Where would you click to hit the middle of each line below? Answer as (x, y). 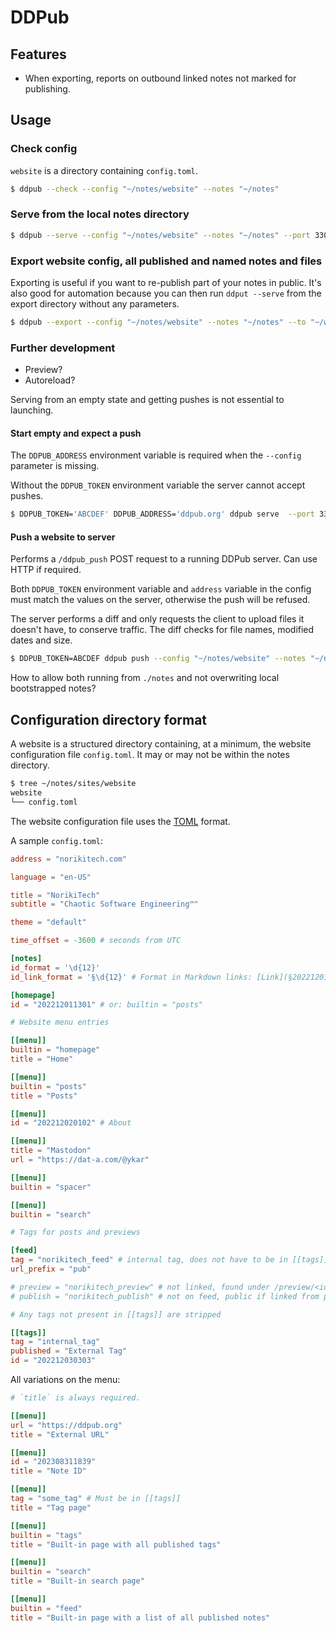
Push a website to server (63, 537)
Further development (63, 348)
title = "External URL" (60, 1434)
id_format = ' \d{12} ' (55, 967)
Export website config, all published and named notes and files (166, 261)
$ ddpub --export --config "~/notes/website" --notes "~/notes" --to (158, 322)
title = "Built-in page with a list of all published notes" (140, 1617)
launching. (32, 410)
